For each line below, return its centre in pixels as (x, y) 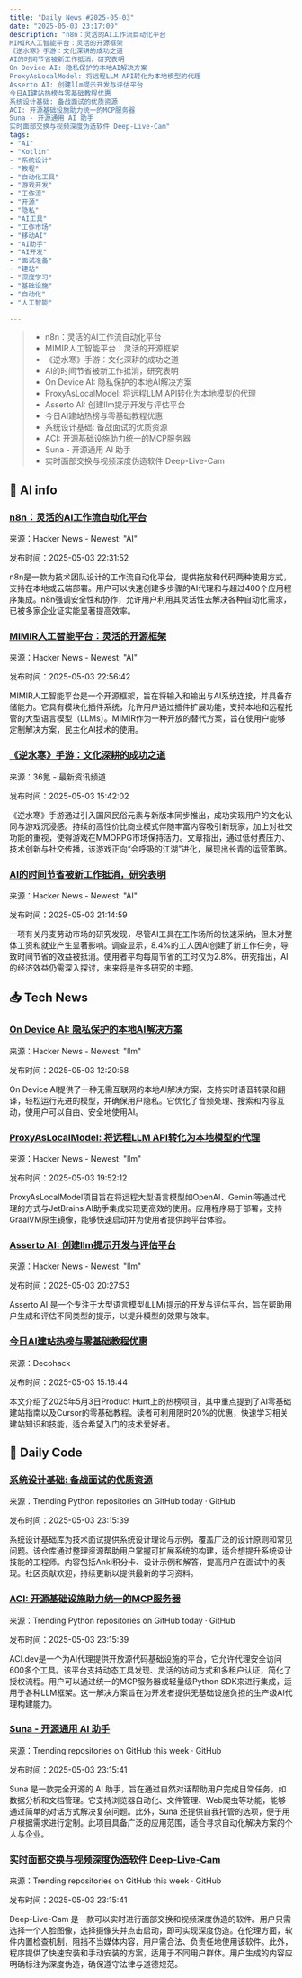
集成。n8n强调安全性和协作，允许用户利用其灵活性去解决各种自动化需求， (154, 599)
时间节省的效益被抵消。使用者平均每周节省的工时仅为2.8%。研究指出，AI (153, 956)
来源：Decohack (40, 1363)
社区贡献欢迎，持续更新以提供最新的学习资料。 (111, 1573)
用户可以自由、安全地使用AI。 (88, 1112)
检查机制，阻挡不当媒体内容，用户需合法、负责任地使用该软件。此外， (163, 1942)
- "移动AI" (28, 235)
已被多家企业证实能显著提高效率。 (72, 611)
